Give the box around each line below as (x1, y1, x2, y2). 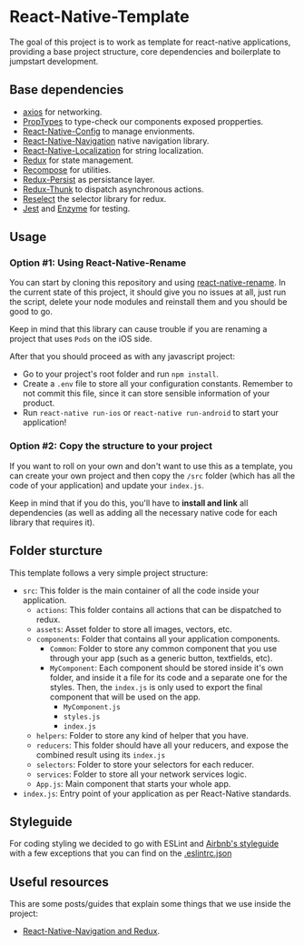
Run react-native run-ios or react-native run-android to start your (22, 407, 279, 418)
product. (22, 397, 55, 408)
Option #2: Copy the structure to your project (9, 439, 213, 452)
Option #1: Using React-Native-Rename (9, 256, 187, 269)
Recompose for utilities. (22, 164, 112, 175)
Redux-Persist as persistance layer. (22, 174, 155, 185)
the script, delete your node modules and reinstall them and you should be (9, 297, 288, 307)
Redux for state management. (22, 155, 134, 166)
